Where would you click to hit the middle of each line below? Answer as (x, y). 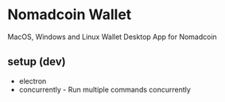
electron (33, 80)
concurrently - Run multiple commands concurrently (105, 89)
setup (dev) (37, 62)
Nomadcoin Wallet (70, 15)
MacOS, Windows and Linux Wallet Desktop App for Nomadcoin (112, 37)
